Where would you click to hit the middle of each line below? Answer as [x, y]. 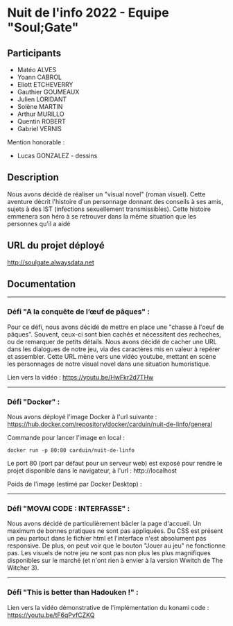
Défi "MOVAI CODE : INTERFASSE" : [69, 508]
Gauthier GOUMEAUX [48, 92]
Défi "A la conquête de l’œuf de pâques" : [79, 312]
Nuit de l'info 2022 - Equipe [88, 13]
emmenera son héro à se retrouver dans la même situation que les [102, 216]
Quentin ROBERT [41, 121]
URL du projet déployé [56, 245]
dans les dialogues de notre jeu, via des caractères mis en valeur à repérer [114, 349]
